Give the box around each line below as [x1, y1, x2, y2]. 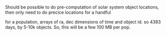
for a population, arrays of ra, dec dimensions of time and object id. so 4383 [5, 19, 161, 25]
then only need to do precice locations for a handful [5, 9, 111, 15]
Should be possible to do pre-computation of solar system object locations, [5, 4, 160, 10]
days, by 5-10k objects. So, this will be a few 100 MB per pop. [5, 24, 131, 30]
